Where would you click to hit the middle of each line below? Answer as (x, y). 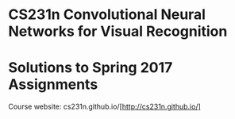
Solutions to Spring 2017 (91, 68)
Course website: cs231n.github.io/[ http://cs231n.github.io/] (104, 107)
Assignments (53, 84)
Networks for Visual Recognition (118, 31)
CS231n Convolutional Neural (107, 15)
